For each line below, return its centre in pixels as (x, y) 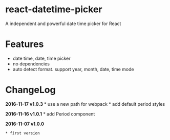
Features (25, 44)
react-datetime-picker (54, 9)
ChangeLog (30, 90)
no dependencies (31, 64)
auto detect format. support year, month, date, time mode (73, 69)
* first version (23, 133)
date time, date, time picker (41, 58)
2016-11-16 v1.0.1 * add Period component (50, 114)
